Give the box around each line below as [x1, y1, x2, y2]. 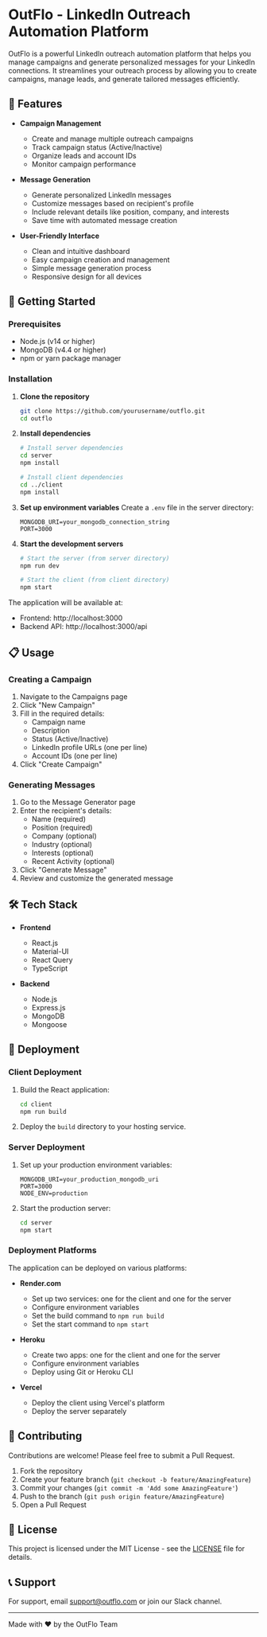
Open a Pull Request [19, 1499, 87, 1510]
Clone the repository [19, 392, 90, 401]
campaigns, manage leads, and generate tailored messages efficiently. [8, 74, 240, 84]
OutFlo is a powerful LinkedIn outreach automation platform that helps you [8, 49, 252, 58]
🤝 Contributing [8, 1429, 83, 1443]
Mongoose [31, 1020, 68, 1029]
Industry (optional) [31, 840, 93, 850]
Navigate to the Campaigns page [19, 691, 128, 701]
